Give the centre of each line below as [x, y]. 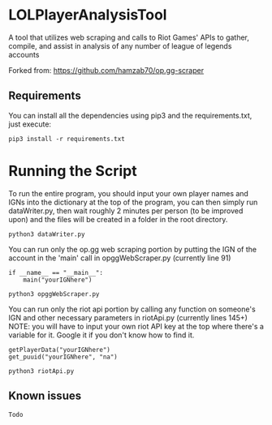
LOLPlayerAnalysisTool [88, 15]
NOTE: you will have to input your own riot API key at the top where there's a [136, 326]
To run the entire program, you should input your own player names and [129, 193]
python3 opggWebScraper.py [54, 294]
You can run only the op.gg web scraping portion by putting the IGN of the [133, 249]
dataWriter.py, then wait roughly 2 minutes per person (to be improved [126, 210]
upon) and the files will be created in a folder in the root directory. [118, 219]
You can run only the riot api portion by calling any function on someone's [132, 309]
